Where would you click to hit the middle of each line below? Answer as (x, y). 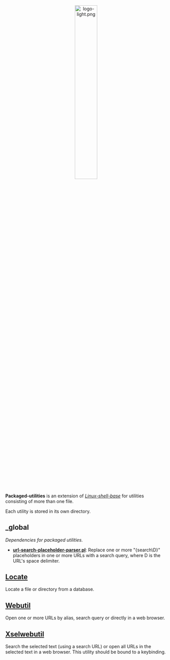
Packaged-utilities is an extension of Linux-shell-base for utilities (75, 496)
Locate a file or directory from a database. (50, 589)
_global (17, 527)
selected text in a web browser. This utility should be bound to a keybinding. (86, 652)
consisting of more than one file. (39, 501)
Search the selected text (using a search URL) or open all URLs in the (78, 647)
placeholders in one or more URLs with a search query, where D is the (87, 555)
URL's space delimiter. (36, 561)
